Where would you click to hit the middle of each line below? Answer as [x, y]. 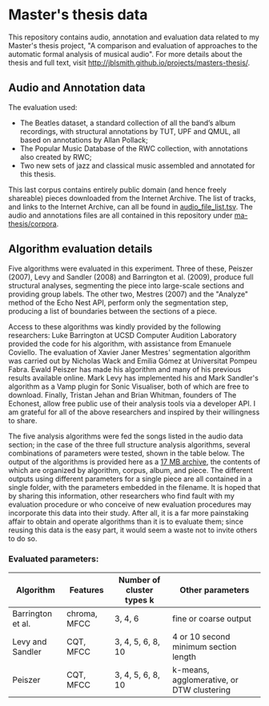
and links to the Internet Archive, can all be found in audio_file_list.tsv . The [131, 206]
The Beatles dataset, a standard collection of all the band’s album [128, 123]
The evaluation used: [43, 107]
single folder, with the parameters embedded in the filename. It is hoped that [134, 487]
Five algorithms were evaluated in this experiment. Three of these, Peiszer [131, 268]
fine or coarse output [212, 618]
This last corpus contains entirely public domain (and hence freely [117, 190]
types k [140, 600]
